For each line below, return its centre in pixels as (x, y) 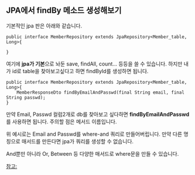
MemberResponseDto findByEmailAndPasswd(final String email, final (100, 92)
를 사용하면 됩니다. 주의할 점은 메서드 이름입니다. (61, 121)
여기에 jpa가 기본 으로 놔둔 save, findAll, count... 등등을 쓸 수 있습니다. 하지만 (94, 64)
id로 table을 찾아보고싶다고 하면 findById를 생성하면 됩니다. (80, 71)
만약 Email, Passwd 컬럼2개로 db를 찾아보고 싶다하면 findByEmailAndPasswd (98, 114)
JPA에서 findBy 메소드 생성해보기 (64, 11)
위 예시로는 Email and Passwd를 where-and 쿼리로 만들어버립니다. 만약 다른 (94, 134)
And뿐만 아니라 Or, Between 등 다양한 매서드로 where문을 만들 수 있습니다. (93, 153)
